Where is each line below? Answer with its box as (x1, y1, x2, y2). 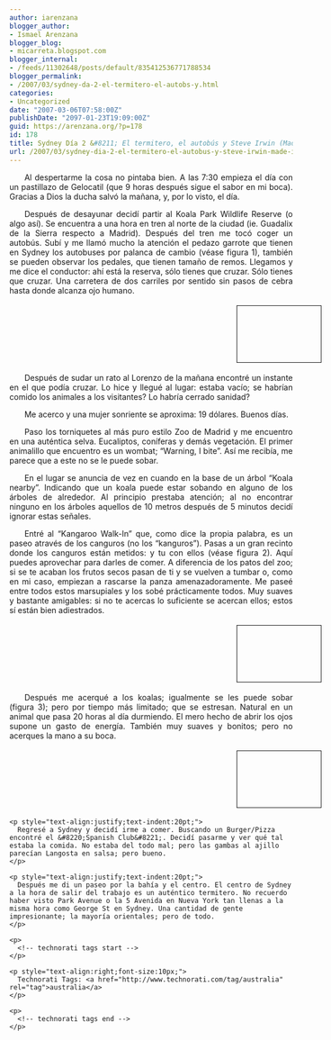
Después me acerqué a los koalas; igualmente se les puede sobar (23, 692, 293, 702)
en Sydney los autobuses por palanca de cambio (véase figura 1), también (9, 247, 293, 258)
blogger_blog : (9, 38, 63, 48)
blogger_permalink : (9, 72, 83, 81)
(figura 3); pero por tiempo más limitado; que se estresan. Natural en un (9, 701, 293, 712)
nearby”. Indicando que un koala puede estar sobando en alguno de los (9, 482, 293, 493)
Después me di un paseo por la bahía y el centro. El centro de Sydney (17, 880, 292, 890)
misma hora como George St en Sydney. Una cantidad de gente (9, 904, 244, 913)
